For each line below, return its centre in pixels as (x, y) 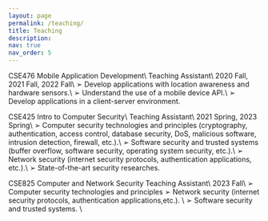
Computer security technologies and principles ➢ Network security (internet (134, 192)
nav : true (25, 46)
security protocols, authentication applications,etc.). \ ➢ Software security (131, 200)
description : (30, 38)
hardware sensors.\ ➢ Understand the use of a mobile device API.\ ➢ (122, 92)
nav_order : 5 (30, 53)
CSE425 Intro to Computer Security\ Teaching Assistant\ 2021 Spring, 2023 (133, 117)
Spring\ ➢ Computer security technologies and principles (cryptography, (128, 125)
